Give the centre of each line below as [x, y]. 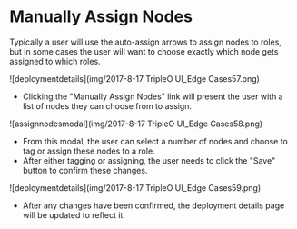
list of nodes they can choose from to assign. [107, 105]
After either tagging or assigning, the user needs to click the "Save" [149, 160]
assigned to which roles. [55, 61]
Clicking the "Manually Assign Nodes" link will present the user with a [153, 96]
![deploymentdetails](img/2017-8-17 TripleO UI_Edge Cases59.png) [135, 187]
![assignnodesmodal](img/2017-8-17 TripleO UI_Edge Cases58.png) [136, 124]
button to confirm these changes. [85, 170]
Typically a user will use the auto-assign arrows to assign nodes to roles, [145, 42]
